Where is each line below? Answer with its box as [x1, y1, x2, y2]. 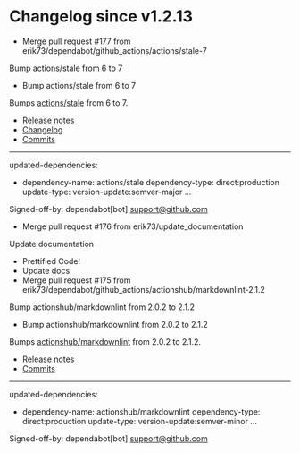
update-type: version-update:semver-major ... [21, 186, 192, 197]
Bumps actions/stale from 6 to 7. [9, 97, 129, 108]
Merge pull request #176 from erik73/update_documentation [21, 221, 244, 232]
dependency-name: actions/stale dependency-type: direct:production [21, 176, 279, 187]
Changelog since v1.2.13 [9, 6, 194, 27]
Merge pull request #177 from [21, 36, 131, 47]
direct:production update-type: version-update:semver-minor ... [21, 415, 257, 426]
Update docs [21, 265, 71, 276]
